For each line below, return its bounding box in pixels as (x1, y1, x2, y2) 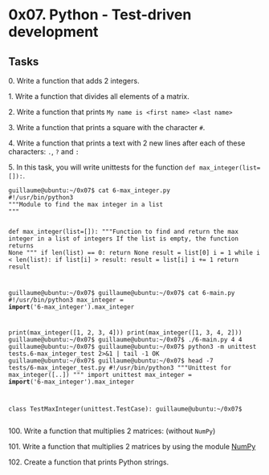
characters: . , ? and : (8, 147, 79, 156)
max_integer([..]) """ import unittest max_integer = (8, 371, 193, 379)
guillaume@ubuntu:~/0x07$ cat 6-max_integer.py (8, 186, 171, 195)
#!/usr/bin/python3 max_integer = (8, 296, 124, 304)
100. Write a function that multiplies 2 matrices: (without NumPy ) (8, 426, 216, 436)
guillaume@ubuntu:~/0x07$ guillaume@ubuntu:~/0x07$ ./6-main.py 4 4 (8, 336, 243, 344)
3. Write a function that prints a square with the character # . (8, 123, 206, 132)
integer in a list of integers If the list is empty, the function (8, 235, 239, 243)
